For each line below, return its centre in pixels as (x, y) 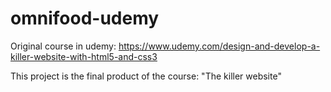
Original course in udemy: (63, 46)
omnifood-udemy (85, 18)
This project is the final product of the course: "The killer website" (146, 76)
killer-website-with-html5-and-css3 (84, 56)
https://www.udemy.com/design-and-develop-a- (219, 46)
